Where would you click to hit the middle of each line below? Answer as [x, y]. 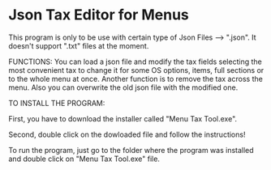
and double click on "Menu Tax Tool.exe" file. [84, 159]
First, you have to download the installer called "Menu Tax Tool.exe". [123, 118]
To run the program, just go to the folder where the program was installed [131, 150]
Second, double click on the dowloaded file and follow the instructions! [127, 134]
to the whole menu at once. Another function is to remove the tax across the [136, 79]
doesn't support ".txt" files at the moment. [79, 45]
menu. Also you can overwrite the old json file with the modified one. [123, 87]
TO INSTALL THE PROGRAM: [57, 103]
